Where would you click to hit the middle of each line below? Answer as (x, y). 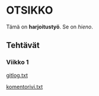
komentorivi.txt (25, 87)
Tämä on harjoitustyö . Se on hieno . (49, 27)
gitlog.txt (17, 75)
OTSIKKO (30, 10)
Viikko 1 (17, 62)
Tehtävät (23, 45)
